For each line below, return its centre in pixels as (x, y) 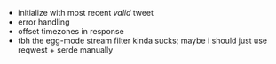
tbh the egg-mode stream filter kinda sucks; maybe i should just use (142, 40)
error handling (43, 22)
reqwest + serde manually (65, 50)
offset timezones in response (71, 31)
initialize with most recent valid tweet (85, 13)
